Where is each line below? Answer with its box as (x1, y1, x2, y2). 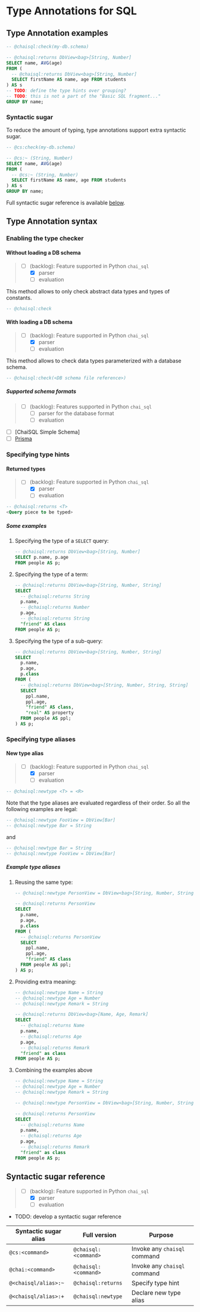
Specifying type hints (6, 450, 70, 459)
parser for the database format (38, 410, 114, 417)
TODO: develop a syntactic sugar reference (14, 1212, 122, 1220)
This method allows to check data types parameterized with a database (6, 357, 182, 364)
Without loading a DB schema (6, 249, 82, 256)
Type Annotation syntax (6, 216, 98, 227)
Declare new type (132, 1288, 181, 1296)
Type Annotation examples (6, 28, 108, 38)
